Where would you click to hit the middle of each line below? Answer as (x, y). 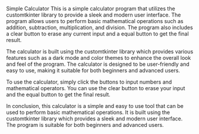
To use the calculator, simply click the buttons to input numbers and (89, 82)
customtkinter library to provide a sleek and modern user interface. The (94, 15)
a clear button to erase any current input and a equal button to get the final (97, 34)
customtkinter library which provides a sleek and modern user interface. (94, 119)
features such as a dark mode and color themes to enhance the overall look (99, 58)
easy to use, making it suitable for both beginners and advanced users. (93, 70)
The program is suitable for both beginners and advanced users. (85, 125)
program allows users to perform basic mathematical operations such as (95, 21)
